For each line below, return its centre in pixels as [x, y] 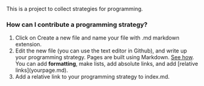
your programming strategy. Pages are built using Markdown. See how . [104, 57]
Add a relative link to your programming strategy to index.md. [92, 77]
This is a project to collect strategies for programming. [75, 9]
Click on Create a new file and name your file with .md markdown [97, 38]
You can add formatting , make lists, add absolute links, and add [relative [107, 64]
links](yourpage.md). [42, 70]
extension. [28, 45]
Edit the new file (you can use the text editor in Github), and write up [101, 51]
